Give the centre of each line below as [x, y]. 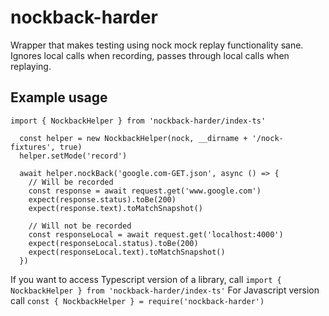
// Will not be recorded [80, 226]
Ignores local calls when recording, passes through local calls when [150, 55]
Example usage [59, 97]
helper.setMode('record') [73, 156]
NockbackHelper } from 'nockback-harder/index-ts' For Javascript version [165, 290]
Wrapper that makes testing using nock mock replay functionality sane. [157, 45]
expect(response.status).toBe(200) [102, 199]
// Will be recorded [71, 182]
